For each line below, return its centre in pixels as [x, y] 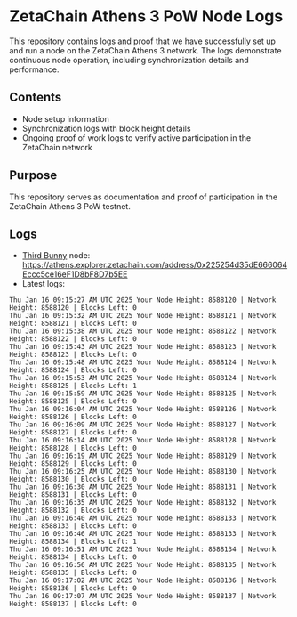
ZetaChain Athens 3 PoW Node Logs [146, 16]
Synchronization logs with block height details [106, 128]
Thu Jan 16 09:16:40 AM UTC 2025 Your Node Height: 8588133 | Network [143, 518]
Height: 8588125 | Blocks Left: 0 [73, 402]
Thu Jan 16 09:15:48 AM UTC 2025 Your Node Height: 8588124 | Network [143, 362]
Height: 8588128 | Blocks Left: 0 [73, 448]
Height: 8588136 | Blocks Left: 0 [73, 589]
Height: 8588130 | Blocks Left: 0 [73, 479]
